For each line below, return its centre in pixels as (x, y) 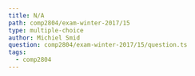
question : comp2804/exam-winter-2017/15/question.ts (98, 45)
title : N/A (26, 15)
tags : (17, 52)
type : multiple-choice (46, 30)
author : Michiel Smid (44, 38)
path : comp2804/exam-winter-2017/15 (69, 23)
